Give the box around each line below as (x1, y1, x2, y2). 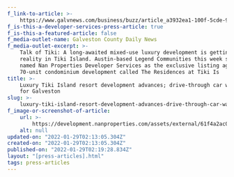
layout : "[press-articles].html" (7, 153, 104, 160)
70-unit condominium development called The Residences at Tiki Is (19, 68, 219, 75)
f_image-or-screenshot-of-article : (7, 107, 111, 114)
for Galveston (19, 88, 61, 95)
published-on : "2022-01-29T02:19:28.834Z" (7, 146, 132, 153)
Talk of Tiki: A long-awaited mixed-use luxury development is (19, 49, 208, 56)
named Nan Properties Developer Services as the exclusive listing (19, 62, 219, 69)
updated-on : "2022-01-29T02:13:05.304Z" (7, 133, 127, 140)
